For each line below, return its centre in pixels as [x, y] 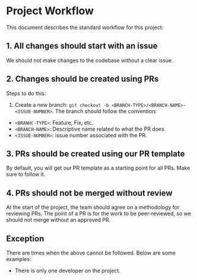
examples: [19, 259]
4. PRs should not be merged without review [90, 193]
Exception [25, 238]
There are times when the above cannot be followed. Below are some [91, 253]
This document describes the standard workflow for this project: [85, 27]
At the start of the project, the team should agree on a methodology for [93, 207]
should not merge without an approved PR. [58, 220]
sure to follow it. [26, 174]
